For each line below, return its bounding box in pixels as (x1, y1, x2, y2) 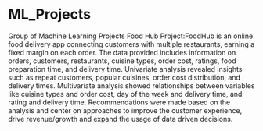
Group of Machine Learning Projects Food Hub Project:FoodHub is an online (8, 31, 254, 41)
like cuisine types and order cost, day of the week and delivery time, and (8, 89, 243, 98)
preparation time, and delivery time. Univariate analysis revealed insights (8, 64, 243, 73)
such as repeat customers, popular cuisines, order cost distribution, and (8, 73, 241, 82)
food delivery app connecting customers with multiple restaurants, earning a (8, 39, 255, 48)
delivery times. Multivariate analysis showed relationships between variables (8, 80, 255, 90)
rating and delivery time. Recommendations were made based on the (8, 97, 231, 107)
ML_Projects (8, 5, 92, 23)
